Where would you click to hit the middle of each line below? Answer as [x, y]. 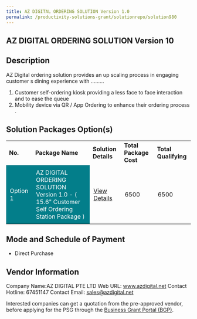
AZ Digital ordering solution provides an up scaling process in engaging [92, 74]
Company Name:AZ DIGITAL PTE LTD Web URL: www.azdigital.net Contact [96, 286]
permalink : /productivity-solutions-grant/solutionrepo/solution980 [91, 17]
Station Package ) [60, 216]
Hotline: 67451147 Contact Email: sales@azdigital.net [70, 292]
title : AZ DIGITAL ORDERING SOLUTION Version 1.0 [68, 11]
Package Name [57, 152]
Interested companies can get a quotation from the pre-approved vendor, [95, 304]
